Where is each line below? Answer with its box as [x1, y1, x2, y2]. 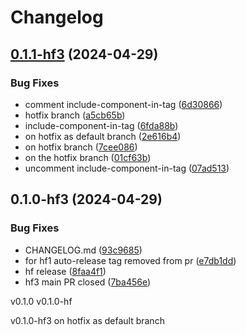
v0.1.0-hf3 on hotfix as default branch [10, 314, 165, 326]
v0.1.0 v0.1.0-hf [10, 295, 73, 307]
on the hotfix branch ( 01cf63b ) [24, 151, 152, 163]
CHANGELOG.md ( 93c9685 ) [24, 244, 143, 256]
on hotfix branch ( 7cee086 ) [24, 141, 138, 153]
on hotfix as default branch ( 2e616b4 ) [24, 130, 182, 142]
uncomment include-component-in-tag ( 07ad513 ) [24, 162, 230, 174]
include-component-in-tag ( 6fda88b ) [24, 119, 179, 131]
